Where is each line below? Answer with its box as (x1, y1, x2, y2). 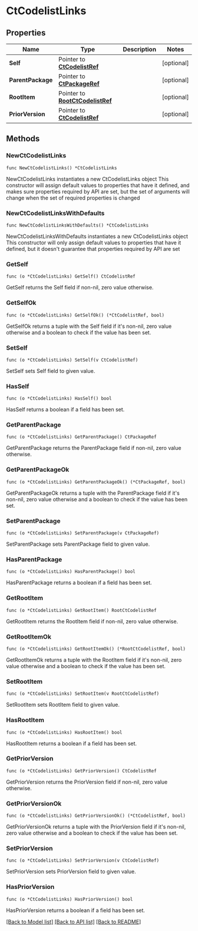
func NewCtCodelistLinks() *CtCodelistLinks (6, 165, 117, 171)
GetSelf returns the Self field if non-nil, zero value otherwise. (6, 284, 154, 291)
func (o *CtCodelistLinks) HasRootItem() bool (6, 729, 123, 735)
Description (123, 46, 157, 53)
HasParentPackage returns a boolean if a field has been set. (6, 579, 152, 587)
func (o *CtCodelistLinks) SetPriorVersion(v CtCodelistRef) (6, 858, 160, 864)
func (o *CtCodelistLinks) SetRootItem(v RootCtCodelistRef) (6, 691, 160, 697)
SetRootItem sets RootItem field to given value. (6, 701, 120, 708)
